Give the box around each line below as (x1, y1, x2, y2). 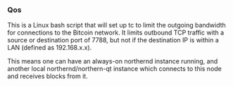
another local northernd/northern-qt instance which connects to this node (7, 65, 222, 73)
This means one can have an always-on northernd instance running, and (7, 57, 218, 66)
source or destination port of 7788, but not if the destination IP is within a (7, 36, 220, 44)
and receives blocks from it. (7, 72, 88, 80)
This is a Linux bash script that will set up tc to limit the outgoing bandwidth (7, 21, 227, 30)
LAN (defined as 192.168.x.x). (7, 44, 92, 52)
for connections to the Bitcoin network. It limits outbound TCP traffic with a (7, 28, 225, 37)
